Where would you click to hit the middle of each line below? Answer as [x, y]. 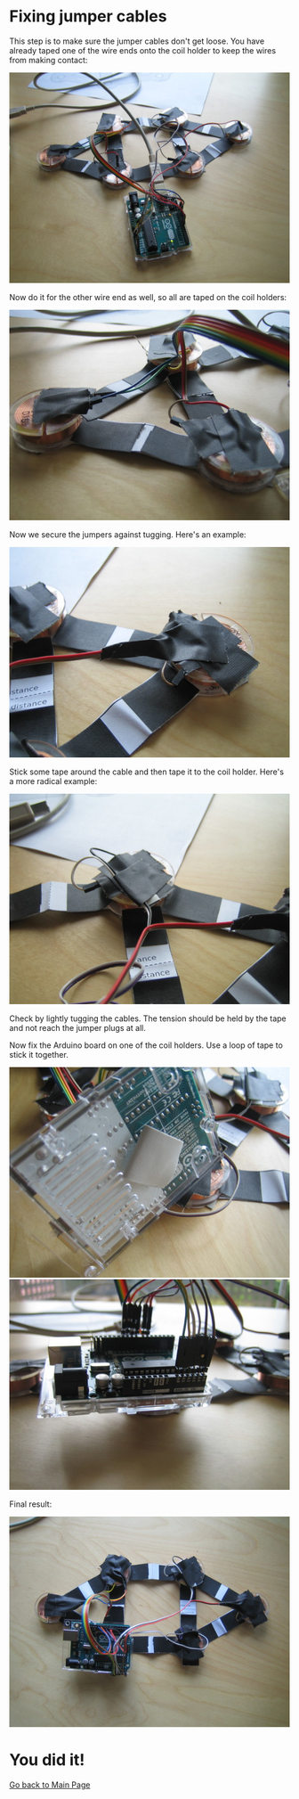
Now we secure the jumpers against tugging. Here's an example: [128, 534]
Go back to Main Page [50, 1785]
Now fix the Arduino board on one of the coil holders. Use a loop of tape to [146, 1045]
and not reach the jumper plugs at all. [78, 1027]
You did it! [47, 1760]
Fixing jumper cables [88, 16]
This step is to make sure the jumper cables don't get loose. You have [137, 41]
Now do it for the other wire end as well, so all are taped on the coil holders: [148, 297]
